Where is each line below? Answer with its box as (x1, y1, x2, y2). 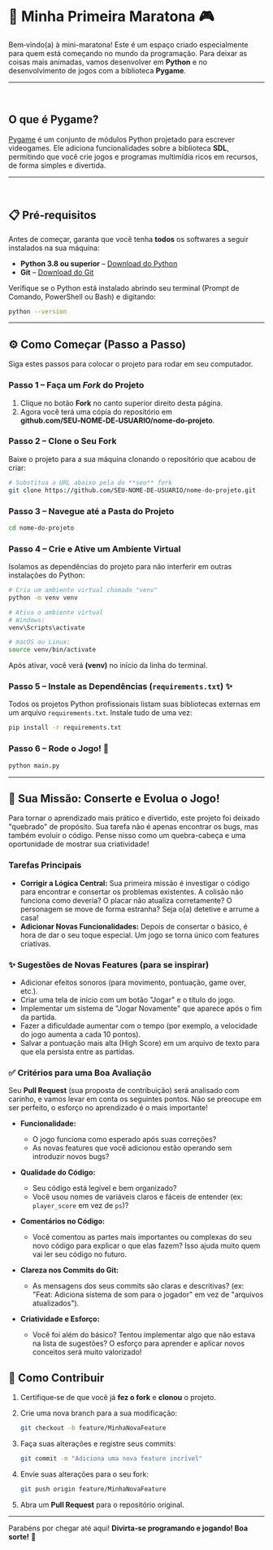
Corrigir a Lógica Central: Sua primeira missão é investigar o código (19, 878, 250, 888)
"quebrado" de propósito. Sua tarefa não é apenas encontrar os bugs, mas (8, 822, 258, 832)
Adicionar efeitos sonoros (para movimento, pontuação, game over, (19, 977, 246, 987)
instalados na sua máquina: (8, 243, 100, 252)
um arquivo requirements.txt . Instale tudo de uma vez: (8, 708, 193, 718)
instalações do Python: (8, 570, 85, 580)
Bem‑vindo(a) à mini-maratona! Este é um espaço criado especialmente (8, 39, 249, 50)
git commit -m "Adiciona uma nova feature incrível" (19, 1454, 203, 1463)
